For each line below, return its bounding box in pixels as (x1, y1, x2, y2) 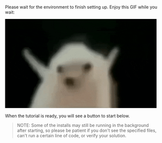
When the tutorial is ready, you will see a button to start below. (5, 113, 130, 119)
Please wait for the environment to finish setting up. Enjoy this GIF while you (5, 4, 158, 10)
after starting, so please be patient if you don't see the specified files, (17, 127, 157, 133)
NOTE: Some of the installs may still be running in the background (17, 123, 149, 128)
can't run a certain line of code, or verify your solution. (17, 133, 126, 138)
